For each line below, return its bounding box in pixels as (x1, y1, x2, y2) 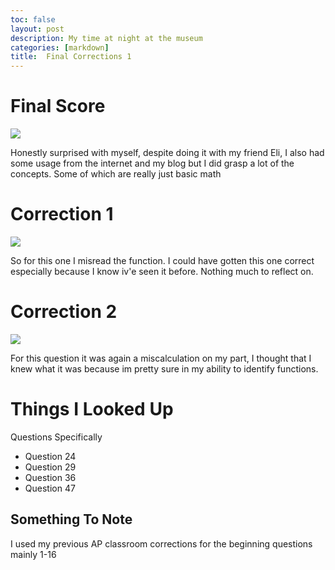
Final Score (10, 95, 106, 118)
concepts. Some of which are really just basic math (10, 168, 222, 180)
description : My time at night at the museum (10, 33, 203, 43)
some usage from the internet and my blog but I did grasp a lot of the (10, 157, 295, 170)
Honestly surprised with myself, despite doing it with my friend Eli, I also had (10, 147, 325, 159)
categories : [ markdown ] (10, 42, 110, 53)
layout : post (10, 24, 65, 34)
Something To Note (10, 511, 133, 528)
